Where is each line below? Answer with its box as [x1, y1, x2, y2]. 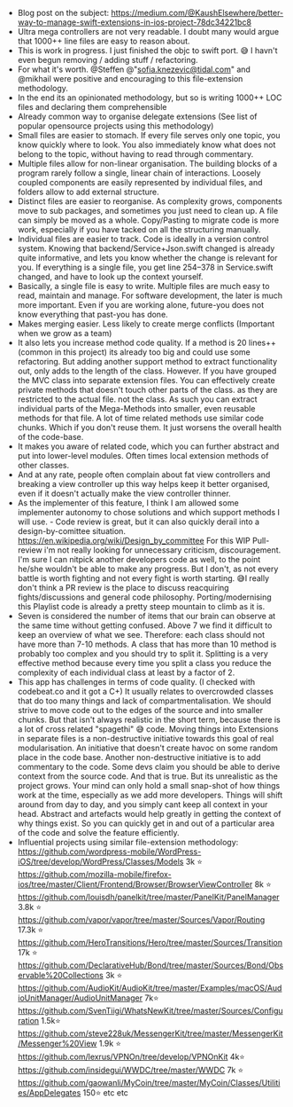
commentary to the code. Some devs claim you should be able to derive [17, 762, 281, 772]
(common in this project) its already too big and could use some [17, 347, 251, 357]
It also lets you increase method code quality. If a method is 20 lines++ [17, 337, 276, 348]
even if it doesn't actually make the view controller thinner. [17, 488, 232, 499]
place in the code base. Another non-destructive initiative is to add [17, 752, 261, 762]
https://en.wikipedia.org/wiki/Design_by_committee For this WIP [17, 536, 251, 546]
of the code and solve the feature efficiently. [17, 828, 180, 837]
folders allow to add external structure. [17, 186, 159, 197]
